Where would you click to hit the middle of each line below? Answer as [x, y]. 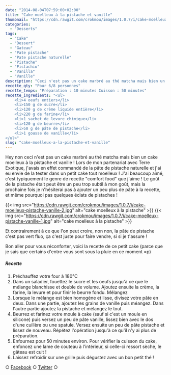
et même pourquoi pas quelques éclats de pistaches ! [62, 195]
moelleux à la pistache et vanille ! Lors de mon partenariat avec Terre [78, 163]
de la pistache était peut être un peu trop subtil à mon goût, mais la [76, 184]
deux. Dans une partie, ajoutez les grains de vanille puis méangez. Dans [88, 303]
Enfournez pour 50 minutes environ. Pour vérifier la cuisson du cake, [84, 341]
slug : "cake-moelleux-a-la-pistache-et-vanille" [58, 143]
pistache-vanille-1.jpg [28, 221]
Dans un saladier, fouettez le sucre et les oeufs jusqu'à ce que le [80, 282]
